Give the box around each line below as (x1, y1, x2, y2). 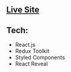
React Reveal (15, 60, 49, 68)
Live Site (6, 5, 39, 15)
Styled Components (15, 54, 66, 61)
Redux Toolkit (15, 47, 50, 55)
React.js (15, 41, 36, 49)
